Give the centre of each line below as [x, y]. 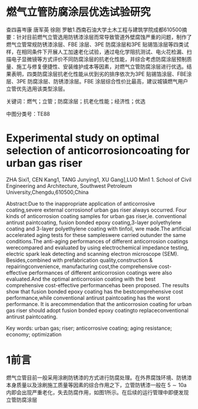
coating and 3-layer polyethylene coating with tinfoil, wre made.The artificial [99, 229]
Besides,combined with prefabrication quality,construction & [80, 260]
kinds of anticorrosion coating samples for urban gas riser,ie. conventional [96, 216]
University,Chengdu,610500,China [47, 192]
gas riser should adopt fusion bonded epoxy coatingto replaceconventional [97, 310]
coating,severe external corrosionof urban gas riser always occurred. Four [97, 210]
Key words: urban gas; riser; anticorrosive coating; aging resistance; [89, 328]
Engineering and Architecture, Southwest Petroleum [69, 186]
